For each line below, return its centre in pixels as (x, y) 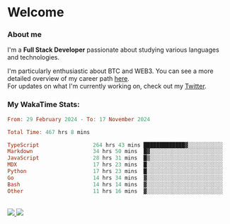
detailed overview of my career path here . (68, 79)
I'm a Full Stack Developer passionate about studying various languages (113, 50)
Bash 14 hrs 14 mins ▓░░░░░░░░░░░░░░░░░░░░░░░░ (115, 184)
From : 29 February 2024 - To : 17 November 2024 (79, 119)
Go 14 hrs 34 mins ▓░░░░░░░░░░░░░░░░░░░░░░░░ (115, 178)
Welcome (36, 12)
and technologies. (34, 57)
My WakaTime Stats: (44, 105)
